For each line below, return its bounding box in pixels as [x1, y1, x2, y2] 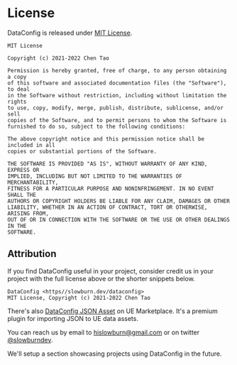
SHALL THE [7, 191, 37, 198]
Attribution [7, 248, 57, 260]
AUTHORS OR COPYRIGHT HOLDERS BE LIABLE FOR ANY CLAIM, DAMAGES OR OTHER [7, 197, 231, 205]
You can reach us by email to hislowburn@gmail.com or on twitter [7, 328, 200, 337]
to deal [7, 85, 31, 93]
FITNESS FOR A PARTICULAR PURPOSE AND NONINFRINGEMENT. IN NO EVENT [7, 185, 214, 192]
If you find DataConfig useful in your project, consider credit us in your [7, 266, 214, 275]
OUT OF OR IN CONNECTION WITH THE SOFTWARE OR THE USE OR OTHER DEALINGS [7, 216, 231, 223]
